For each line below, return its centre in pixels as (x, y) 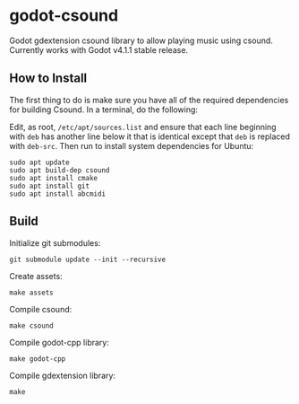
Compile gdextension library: (63, 375)
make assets (31, 293)
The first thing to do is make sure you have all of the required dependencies (149, 100)
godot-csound (64, 16)
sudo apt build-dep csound (60, 170)
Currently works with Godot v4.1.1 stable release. (99, 49)
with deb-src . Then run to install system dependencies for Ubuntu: (132, 145)
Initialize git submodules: (55, 242)
